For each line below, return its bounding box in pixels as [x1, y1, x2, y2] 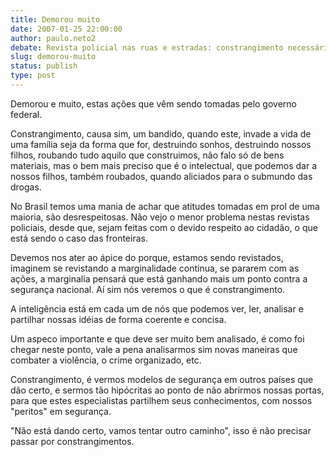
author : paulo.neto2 [10, 33, 97, 43]
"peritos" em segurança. [10, 405, 112, 417]
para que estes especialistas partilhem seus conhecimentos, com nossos [10, 394, 313, 406]
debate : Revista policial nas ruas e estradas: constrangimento [10, 42, 284, 53]
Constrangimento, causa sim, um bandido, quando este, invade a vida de [10, 127, 312, 140]
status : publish [10, 61, 78, 71]
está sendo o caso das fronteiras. [10, 232, 148, 244]
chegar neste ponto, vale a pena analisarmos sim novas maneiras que [10, 343, 298, 355]
